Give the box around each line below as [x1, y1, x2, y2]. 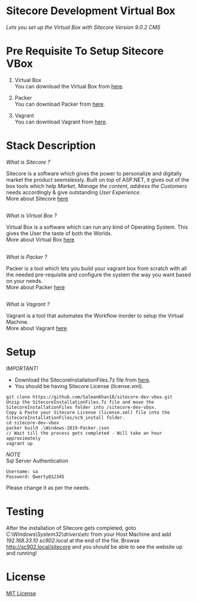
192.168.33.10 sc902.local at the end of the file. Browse [6, 536, 140, 544]
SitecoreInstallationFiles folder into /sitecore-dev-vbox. [6, 404, 157, 410]
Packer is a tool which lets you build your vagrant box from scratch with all [6, 265, 187, 272]
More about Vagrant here [6, 324, 67, 331]
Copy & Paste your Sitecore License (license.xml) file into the [6, 409, 170, 415]
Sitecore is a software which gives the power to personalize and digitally [6, 170, 182, 177]
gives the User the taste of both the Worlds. [6, 230, 113, 237]
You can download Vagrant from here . [14, 118, 107, 125]
